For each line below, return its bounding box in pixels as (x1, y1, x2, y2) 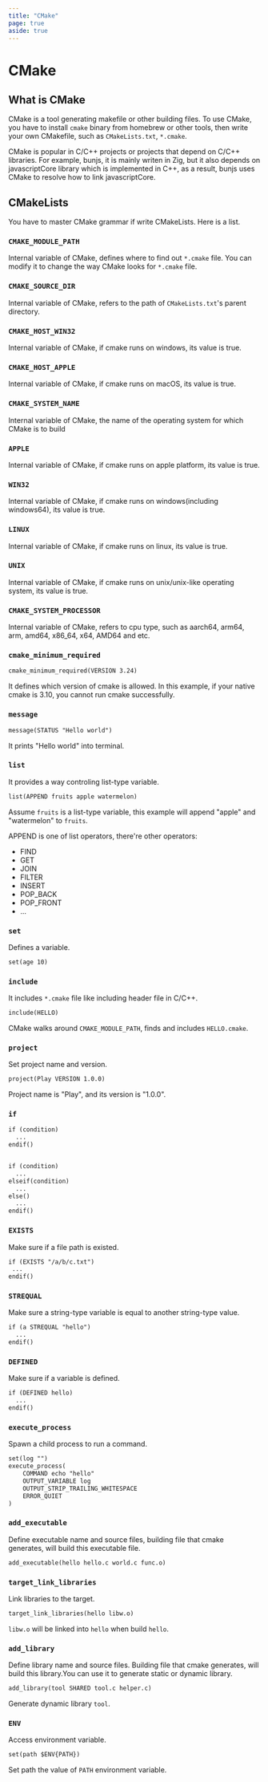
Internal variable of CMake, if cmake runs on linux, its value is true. (8, 541, 228, 550)
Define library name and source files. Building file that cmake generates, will (8, 1660, 259, 1670)
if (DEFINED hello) (8, 1389, 74, 1397)
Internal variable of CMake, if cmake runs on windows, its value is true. (8, 343, 242, 353)
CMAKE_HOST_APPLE (8, 363, 76, 371)
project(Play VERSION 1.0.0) (8, 1075, 106, 1083)
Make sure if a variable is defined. (8, 1374, 120, 1383)
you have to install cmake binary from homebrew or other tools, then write (8, 123, 249, 132)
